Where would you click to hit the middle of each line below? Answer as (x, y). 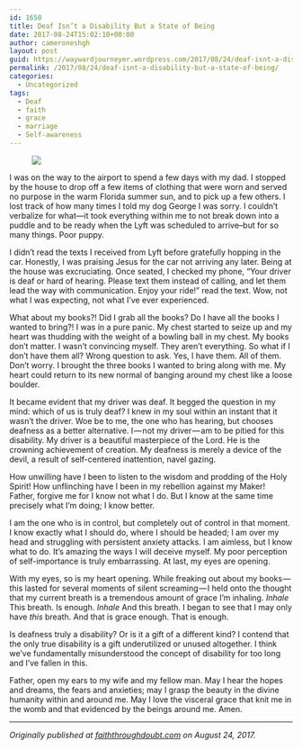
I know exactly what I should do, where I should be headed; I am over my (144, 532)
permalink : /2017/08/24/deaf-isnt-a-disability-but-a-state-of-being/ (144, 68)
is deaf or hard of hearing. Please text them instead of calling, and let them (148, 281)
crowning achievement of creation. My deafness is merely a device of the (146, 449)
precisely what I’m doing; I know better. (82, 505)
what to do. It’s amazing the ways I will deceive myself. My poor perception (148, 551)
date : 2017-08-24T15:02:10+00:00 (72, 34)
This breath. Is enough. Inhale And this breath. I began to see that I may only (151, 607)
